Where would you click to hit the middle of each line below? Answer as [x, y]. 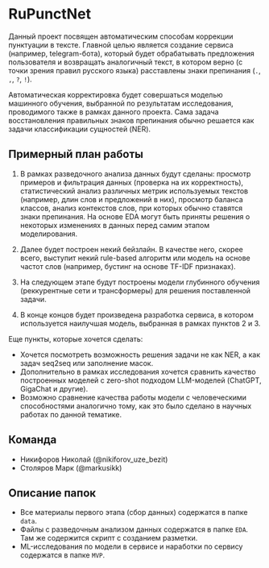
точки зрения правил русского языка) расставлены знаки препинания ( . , [135, 70]
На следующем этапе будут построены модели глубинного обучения [140, 282]
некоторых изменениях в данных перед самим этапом [115, 225]
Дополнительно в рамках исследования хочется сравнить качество [138, 371]
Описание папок [52, 493]
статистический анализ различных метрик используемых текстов [134, 191]
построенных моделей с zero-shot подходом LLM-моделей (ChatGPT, [141, 380]
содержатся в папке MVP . [62, 555]
